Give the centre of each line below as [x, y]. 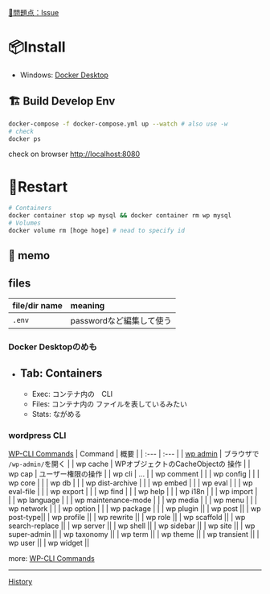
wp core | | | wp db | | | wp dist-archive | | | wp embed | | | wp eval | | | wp [131, 483]
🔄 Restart [38, 186]
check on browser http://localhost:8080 [74, 154]
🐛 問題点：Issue [34, 12]
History [20, 582]
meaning [88, 306]
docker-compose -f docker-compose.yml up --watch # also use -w [118, 124]
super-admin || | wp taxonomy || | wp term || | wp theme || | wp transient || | [134, 534]
